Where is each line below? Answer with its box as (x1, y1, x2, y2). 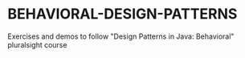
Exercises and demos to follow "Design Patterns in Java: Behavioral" (7, 31, 235, 41)
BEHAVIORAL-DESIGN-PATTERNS (7, 5, 238, 23)
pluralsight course (7, 39, 67, 49)
